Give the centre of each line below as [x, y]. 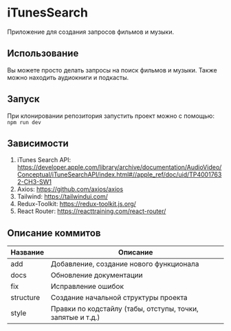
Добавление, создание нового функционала [125, 264]
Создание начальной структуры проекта [119, 298]
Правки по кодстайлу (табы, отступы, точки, [125, 309]
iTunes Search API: [44, 160]
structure [25, 298]
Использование [43, 53]
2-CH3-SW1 [34, 182]
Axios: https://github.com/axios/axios [70, 189]
